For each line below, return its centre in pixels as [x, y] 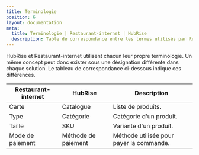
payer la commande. [141, 143]
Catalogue [76, 107]
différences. [21, 75]
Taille [17, 126]
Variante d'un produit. [143, 126]
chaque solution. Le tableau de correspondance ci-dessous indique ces [94, 68]
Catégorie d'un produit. [145, 116]
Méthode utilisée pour [143, 135]
